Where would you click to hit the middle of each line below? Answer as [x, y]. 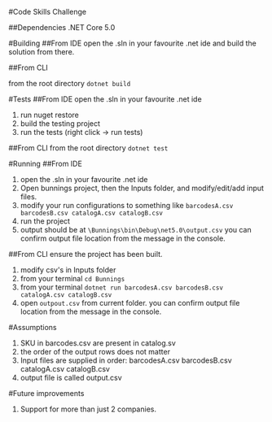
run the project [45, 221]
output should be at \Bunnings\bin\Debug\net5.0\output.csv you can [136, 230]
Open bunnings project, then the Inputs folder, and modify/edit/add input [142, 188]
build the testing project [60, 124]
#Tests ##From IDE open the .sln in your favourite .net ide [105, 99]
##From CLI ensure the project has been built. [86, 254]
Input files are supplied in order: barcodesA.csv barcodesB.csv [126, 360]
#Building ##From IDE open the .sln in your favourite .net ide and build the [132, 43]
